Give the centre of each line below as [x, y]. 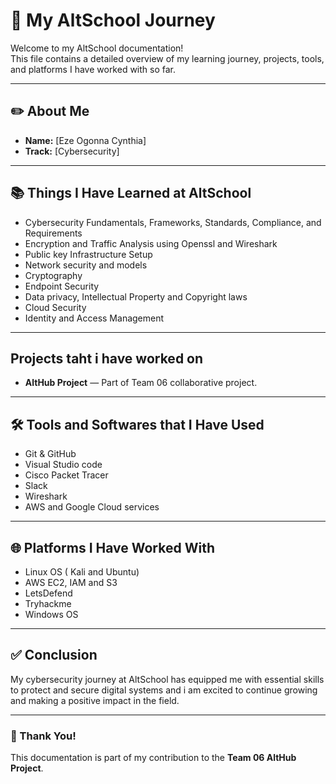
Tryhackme [48, 603]
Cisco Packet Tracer [66, 475]
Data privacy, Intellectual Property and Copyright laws [136, 296]
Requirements [53, 233]
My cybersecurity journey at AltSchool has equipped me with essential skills [167, 679]
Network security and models [86, 265]
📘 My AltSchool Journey [113, 20]
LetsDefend [48, 593]
